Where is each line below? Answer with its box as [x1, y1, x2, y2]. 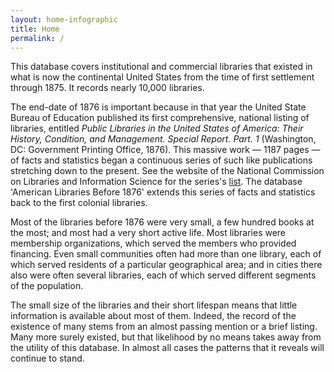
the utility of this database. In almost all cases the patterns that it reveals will [10, 342, 325, 354]
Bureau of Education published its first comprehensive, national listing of [10, 112, 310, 124]
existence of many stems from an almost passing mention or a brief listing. [10, 321, 318, 333]
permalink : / [10, 33, 65, 43]
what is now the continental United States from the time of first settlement [10, 71, 315, 83]
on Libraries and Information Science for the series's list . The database [10, 176, 303, 188]
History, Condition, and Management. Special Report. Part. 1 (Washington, [10, 133, 317, 145]
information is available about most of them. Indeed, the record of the [10, 310, 297, 322]
